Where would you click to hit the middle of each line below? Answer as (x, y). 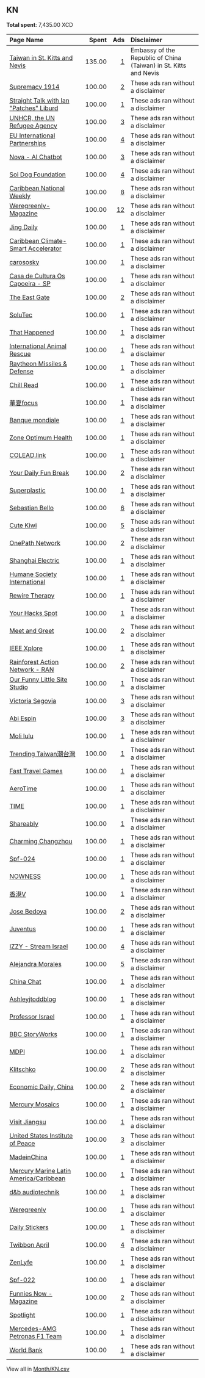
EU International (32, 135)
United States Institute (41, 1136)
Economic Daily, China (42, 1087)
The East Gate (30, 297)
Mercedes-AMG (33, 1329)
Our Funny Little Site (38, 679)
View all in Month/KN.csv (38, 1369)
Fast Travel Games (36, 771)
